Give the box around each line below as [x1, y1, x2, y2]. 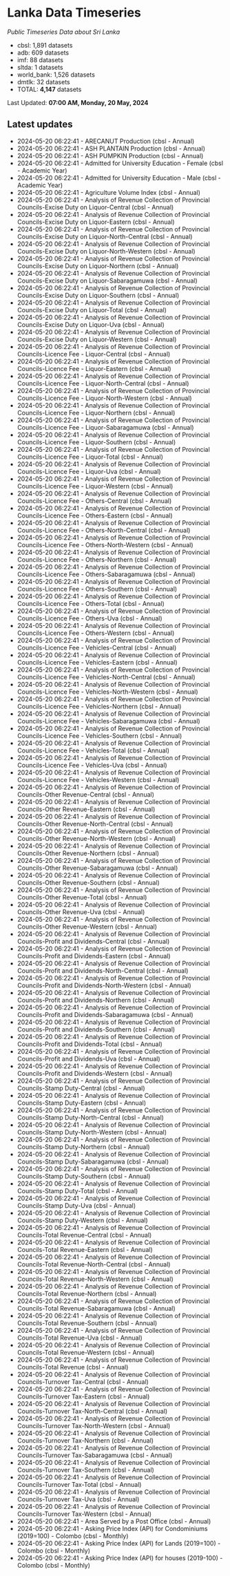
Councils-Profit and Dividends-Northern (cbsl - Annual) [17, 996, 175, 1004]
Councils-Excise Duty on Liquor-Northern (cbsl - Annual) [17, 261, 179, 270]
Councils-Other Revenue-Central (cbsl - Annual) [17, 790, 155, 799]
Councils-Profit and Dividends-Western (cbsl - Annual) [17, 1069, 173, 1077]
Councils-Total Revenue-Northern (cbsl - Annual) [17, 1289, 157, 1298]
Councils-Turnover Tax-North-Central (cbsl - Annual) [17, 1407, 168, 1415]
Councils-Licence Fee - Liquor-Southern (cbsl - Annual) [17, 437, 176, 446]
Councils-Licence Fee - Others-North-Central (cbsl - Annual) [17, 526, 191, 534]
